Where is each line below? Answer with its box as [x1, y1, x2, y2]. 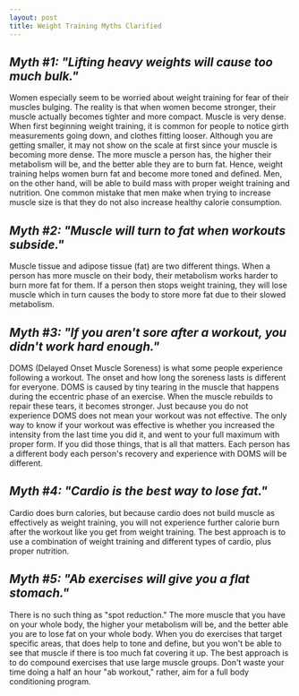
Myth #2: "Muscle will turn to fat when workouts [9, 223, 286, 238]
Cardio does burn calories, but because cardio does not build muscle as [9, 507, 276, 518]
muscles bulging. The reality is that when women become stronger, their [9, 102, 277, 113]
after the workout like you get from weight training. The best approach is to [9, 526, 286, 537]
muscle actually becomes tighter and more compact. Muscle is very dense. [9, 111, 286, 122]
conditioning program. [9, 675, 91, 686]
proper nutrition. [9, 546, 70, 556]
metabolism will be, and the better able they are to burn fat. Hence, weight [9, 159, 284, 170]
